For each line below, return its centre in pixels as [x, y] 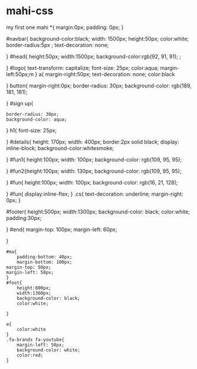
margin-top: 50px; [29, 267]
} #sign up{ [20, 103]
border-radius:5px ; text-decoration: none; [58, 45]
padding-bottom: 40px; [45, 257]
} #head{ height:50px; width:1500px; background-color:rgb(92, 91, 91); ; [94, 56]
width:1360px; [34, 293]
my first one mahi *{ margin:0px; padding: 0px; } [65, 27]
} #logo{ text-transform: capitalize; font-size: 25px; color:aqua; [83, 68]
